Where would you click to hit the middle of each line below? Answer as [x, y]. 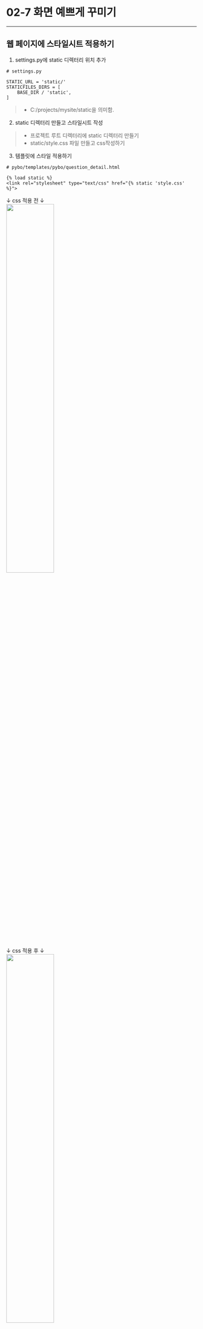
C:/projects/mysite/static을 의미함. [72, 109]
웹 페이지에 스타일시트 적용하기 [60, 44]
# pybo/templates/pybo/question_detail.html [63, 167]
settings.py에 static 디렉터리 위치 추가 [60, 60]
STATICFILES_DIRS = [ [34, 87]
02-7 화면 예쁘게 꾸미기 [61, 12]
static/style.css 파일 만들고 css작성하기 [77, 143]
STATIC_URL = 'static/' [36, 82]
